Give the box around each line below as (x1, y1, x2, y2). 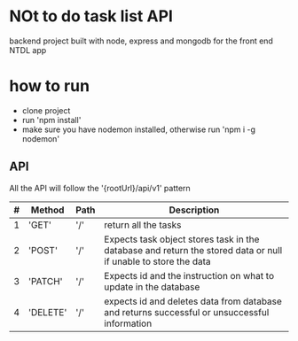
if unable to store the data (104, 255, 211, 267)
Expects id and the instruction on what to (104, 269, 275, 282)
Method (30, 204, 65, 216)
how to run (9, 76, 90, 97)
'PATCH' (27, 275, 64, 287)
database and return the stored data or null (104, 244, 283, 256)
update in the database (104, 281, 200, 293)
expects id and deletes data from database (104, 295, 282, 307)
